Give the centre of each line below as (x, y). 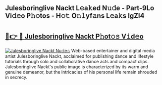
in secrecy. (16, 77)
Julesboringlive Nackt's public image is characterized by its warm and (77, 67)
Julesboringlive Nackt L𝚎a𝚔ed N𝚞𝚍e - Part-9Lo (80, 8)
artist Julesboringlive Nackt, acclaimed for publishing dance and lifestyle (79, 56)
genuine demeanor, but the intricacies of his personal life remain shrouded (81, 72)
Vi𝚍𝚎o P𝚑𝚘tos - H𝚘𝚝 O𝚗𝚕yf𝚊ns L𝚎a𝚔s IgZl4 (75, 16)
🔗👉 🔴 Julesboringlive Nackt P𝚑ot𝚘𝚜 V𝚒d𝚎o (74, 36)
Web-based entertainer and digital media (113, 51)
